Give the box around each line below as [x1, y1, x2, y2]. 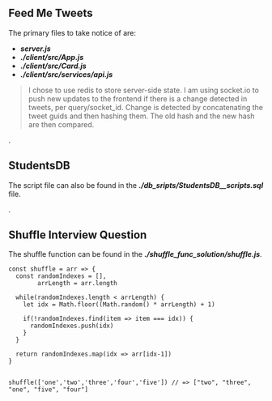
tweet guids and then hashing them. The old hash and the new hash [28, 111, 255, 121]
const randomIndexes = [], [15, 272, 107, 280]
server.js [19, 44, 51, 53]
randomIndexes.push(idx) [29, 322, 114, 331]
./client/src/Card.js [19, 61, 87, 70]
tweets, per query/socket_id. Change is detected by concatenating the [28, 102, 263, 112]
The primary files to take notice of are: [8, 28, 136, 37]
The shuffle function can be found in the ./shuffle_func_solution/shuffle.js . [8, 250, 262, 259]
